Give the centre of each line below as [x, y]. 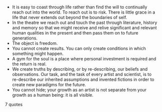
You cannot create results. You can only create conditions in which [79, 48]
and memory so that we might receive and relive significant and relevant [84, 28]
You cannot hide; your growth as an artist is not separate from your [79, 90]
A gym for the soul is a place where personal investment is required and [84, 59]
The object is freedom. [35, 43]
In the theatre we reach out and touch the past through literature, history [84, 22]
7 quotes [14, 104]
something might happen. [38, 54]
